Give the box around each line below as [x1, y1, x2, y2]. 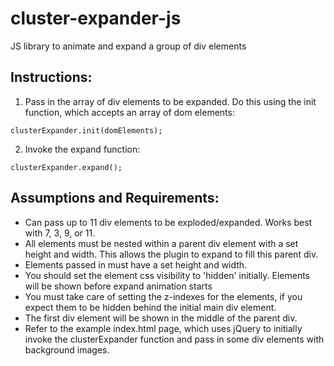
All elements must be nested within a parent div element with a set [24, 237, 299, 249]
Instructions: [10, 69, 93, 86]
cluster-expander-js [10, 7, 182, 30]
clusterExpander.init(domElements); [10, 125, 163, 136]
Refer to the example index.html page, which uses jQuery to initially [24, 322, 303, 334]
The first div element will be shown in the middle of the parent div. [24, 312, 298, 324]
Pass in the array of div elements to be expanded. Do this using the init [24, 95, 317, 107]
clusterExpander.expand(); [10, 162, 123, 172]
